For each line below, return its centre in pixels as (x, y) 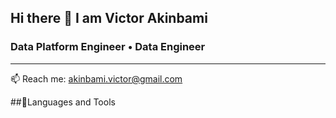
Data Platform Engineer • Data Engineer (108, 47)
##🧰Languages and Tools (63, 102)
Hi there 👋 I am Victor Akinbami (109, 18)
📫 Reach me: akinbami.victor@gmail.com (96, 78)
